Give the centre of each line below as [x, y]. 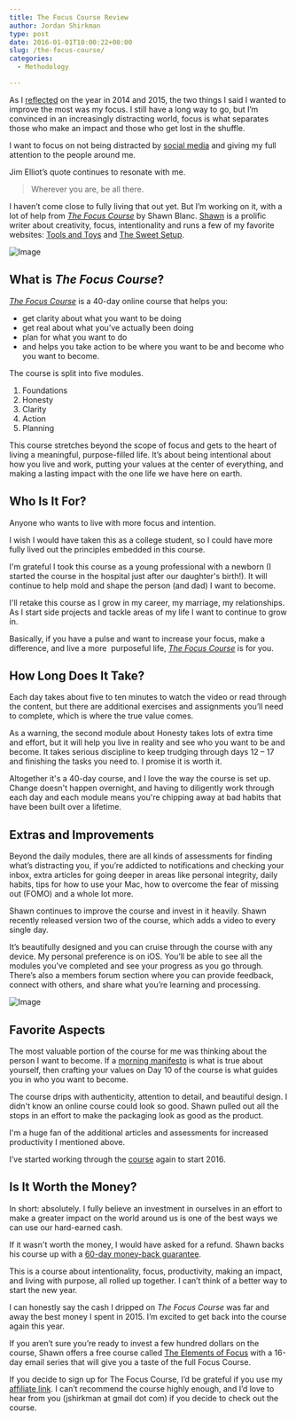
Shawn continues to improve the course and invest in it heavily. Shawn [138, 911]
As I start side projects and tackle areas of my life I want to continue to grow [148, 612]
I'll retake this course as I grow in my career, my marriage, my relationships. [147, 602]
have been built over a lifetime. [66, 807]
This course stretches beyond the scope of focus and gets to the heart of [143, 445]
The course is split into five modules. [77, 373]
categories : [31, 59]
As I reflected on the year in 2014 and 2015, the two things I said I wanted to [148, 99]
